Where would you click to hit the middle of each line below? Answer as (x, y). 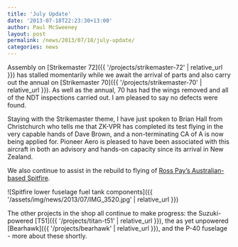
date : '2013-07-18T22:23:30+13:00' (60, 21)
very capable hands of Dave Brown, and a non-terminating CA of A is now (115, 134)
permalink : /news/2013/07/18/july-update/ (71, 41)
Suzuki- (210, 213)
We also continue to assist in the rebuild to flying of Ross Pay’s (99, 170)
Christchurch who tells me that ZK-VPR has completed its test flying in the (115, 126)
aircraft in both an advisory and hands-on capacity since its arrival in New (115, 149)
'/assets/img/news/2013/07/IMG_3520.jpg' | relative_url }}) (93, 199)
